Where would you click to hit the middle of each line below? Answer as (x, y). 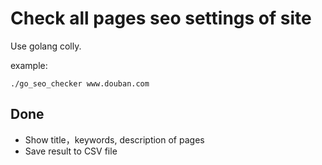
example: (29, 65)
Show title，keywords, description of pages (114, 139)
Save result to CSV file (71, 151)
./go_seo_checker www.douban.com (80, 83)
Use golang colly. (46, 46)
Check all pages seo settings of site (161, 18)
